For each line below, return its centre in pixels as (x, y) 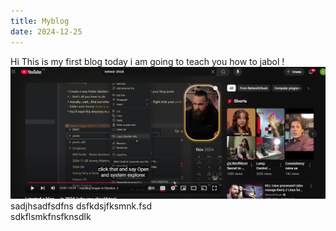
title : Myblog (40, 21)
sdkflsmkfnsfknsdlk (51, 216)
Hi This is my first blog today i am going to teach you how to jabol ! (147, 61)
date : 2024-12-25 (46, 31)
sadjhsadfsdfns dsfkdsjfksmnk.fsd (81, 206)
